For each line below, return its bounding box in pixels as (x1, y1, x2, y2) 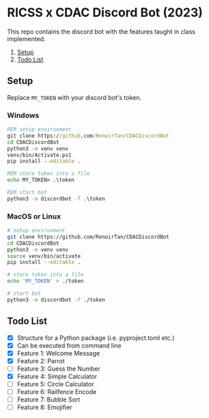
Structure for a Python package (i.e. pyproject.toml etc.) (16, 334, 175, 342)
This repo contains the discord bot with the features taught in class (7, 27, 196, 36)
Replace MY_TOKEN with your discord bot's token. (7, 93, 142, 101)
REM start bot (7, 189, 48, 196)
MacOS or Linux (7, 211, 61, 221)
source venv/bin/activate (7, 252, 81, 260)
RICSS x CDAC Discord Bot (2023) (7, 5, 204, 21)
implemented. (7, 34, 46, 42)
